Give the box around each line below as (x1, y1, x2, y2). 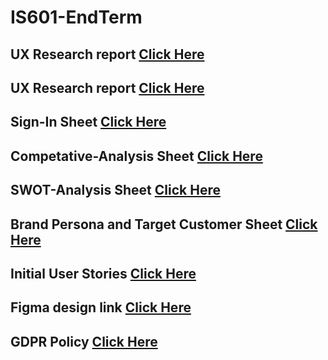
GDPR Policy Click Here (10, 333, 158, 350)
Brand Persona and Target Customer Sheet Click (10, 216, 318, 233)
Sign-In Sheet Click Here (10, 114, 167, 131)
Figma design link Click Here (10, 299, 192, 316)
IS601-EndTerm (10, 6, 143, 29)
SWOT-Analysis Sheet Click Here (10, 182, 221, 199)
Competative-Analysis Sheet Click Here (10, 147, 263, 165)
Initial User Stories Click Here (10, 265, 197, 282)
